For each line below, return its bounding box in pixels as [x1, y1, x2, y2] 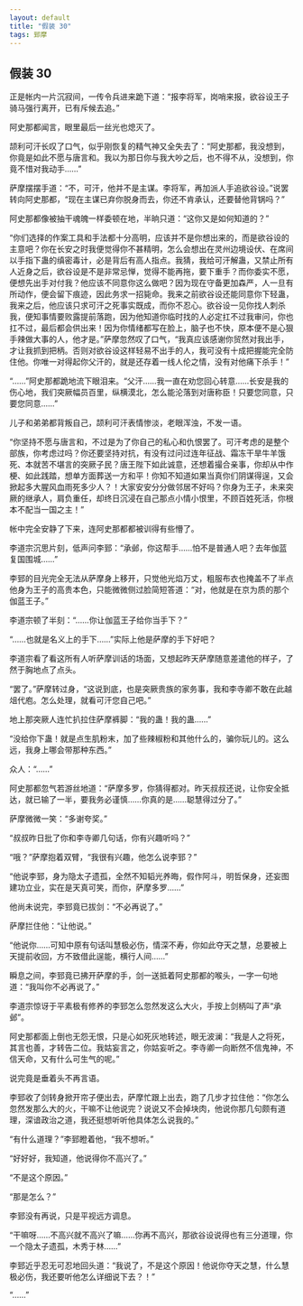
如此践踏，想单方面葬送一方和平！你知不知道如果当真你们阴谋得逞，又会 [24, 470, 294, 481]
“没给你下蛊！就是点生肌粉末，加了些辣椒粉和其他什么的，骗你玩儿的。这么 [9, 733, 290, 745]
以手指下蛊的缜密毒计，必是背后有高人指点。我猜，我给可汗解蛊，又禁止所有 [9, 255, 294, 266]
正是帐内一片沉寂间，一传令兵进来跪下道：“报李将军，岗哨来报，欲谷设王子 [9, 91, 290, 102]
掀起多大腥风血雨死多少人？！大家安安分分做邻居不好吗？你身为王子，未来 [9, 482, 286, 493]
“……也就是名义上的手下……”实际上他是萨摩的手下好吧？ [9, 634, 216, 645]
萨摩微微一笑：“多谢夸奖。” [9, 813, 108, 824]
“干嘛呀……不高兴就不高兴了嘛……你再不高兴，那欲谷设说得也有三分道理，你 [9, 1229, 293, 1241]
